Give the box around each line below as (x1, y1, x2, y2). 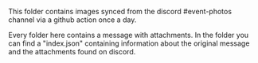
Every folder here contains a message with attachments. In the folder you (8, 31, 249, 39)
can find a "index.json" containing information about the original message (8, 39, 250, 48)
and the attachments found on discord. (8, 47, 136, 56)
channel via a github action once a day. (8, 15, 137, 24)
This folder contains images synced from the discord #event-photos (8, 7, 233, 16)
